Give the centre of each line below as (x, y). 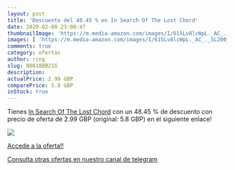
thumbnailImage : (31, 33)
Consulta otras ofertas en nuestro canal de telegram (83, 160)
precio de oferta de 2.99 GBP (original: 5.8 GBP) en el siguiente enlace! (109, 119)
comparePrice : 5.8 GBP (40, 85)
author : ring (26, 59)
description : (26, 72)
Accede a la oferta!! (36, 146)
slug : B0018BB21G (33, 66)
